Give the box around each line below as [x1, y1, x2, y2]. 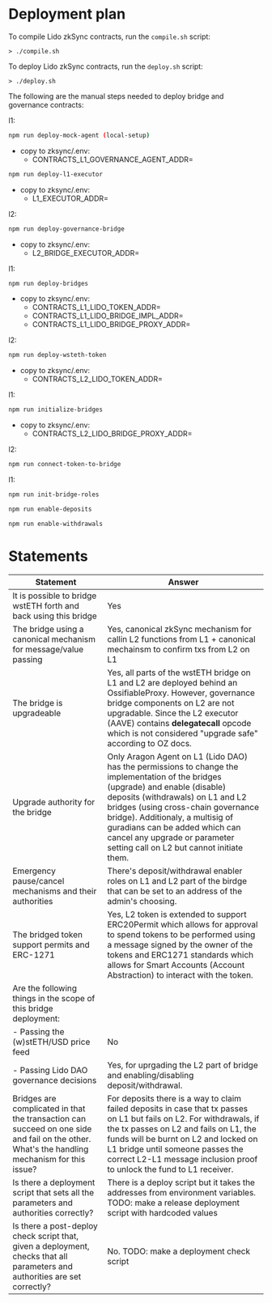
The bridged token [12, 928, 83, 940]
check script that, [12, 1230, 79, 1241]
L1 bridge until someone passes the [107, 1143, 244, 1154]
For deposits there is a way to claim [107, 1093, 241, 1104]
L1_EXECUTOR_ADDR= [32, 193, 109, 203]
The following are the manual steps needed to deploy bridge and [8, 91, 224, 101]
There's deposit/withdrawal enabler [107, 865, 243, 876]
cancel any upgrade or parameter [107, 831, 235, 842]
